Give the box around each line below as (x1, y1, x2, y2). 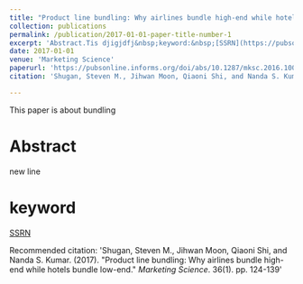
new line (9, 166, 41, 177)
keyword (9, 197, 77, 217)
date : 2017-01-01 (9, 47, 75, 56)
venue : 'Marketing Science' (9, 55, 115, 64)
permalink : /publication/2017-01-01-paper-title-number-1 (9, 30, 232, 39)
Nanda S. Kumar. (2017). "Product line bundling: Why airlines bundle (9, 254, 262, 265)
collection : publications (9, 22, 106, 31)
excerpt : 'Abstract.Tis (9, 38, 99, 48)
